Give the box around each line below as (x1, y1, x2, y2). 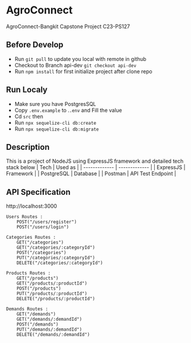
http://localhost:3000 (6, 203, 57, 210)
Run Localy (6, 85, 48, 95)
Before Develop (6, 40, 64, 50)
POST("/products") (16, 286, 61, 291)
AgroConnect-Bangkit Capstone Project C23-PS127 (6, 23, 130, 30)
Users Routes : (6, 214, 43, 220)
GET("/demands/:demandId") (16, 317, 82, 323)
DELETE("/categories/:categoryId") (16, 260, 103, 266)
